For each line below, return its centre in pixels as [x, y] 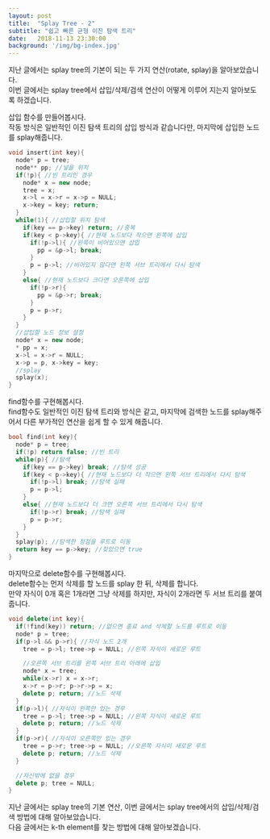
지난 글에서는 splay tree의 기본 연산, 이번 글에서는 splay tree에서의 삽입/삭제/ [131, 807]
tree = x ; [39, 190]
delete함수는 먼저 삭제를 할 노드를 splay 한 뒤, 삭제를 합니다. [104, 583]
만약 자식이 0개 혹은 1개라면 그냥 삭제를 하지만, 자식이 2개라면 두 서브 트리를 [128, 593]
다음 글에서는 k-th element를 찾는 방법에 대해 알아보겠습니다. [105, 827]
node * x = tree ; [50, 671]
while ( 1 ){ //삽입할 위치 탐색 [60, 220]
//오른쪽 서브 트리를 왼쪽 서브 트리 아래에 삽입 [91, 664]
